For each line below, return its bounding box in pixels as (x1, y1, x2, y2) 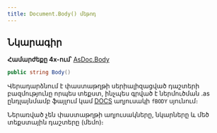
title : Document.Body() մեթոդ (7, 10, 97, 18)
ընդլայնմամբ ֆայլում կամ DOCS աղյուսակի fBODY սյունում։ (7, 97, 199, 105)
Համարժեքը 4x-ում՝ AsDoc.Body (7, 55, 110, 64)
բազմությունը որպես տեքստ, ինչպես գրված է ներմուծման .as (7, 89, 210, 98)
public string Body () (7, 69, 71, 76)
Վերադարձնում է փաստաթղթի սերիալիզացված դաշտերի (7, 82, 200, 91)
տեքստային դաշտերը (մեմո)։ (7, 118, 104, 127)
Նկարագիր (7, 37, 62, 49)
